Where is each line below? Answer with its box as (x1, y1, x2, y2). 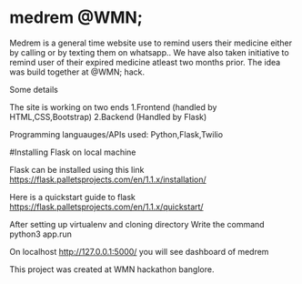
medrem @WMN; (9, 7, 143, 28)
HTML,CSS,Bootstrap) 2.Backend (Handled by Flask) (9, 111, 207, 122)
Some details (9, 84, 59, 95)
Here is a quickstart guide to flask (9, 191, 136, 202)
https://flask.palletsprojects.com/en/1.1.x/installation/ (9, 174, 206, 185)
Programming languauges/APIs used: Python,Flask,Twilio (9, 128, 224, 139)
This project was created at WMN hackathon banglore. (9, 263, 215, 275)
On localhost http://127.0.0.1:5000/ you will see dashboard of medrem (9, 246, 269, 257)
